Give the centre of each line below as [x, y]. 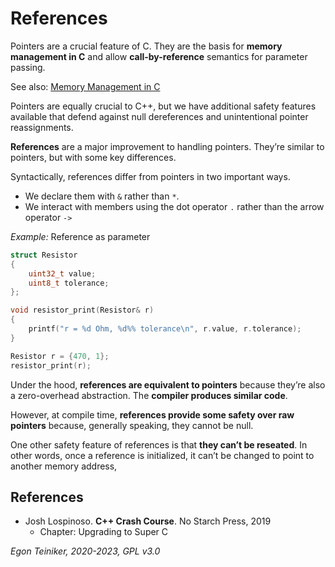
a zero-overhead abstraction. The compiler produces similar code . [149, 395]
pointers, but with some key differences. [93, 157]
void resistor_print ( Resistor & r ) [82, 310]
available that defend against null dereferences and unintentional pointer [159, 116]
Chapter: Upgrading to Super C [104, 532]
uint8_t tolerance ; [69, 283]
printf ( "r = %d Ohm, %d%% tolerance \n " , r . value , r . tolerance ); [165, 329]
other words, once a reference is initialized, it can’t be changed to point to [162, 455]
